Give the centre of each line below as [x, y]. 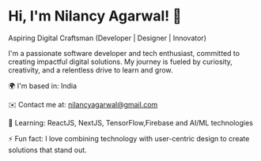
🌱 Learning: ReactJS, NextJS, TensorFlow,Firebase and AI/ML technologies [130, 122]
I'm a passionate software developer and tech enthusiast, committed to [124, 53]
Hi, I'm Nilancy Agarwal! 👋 [95, 16]
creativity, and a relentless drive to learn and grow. [91, 69]
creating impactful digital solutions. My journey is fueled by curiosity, [121, 62]
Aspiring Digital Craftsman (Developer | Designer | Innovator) [108, 38]
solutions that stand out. [47, 150]
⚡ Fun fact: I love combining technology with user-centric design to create [129, 138]
